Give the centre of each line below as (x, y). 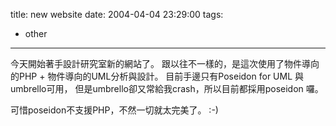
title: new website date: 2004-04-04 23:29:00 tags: (117, 14)
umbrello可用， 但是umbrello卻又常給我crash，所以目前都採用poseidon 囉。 (167, 88)
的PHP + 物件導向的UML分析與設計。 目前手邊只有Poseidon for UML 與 (157, 76)
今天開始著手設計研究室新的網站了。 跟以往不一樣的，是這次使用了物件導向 (165, 63)
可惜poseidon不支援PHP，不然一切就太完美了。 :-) (114, 110)
